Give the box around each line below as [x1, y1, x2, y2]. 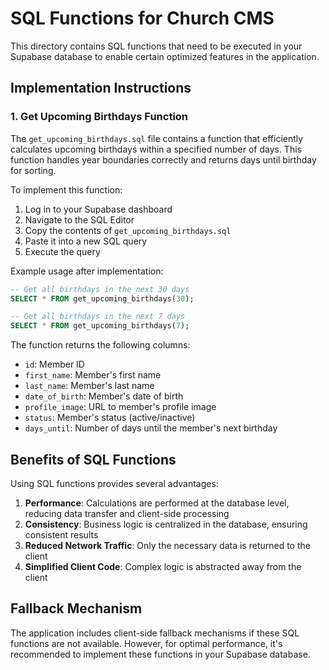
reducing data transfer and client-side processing [24, 507, 230, 519]
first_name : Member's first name [24, 369, 162, 381]
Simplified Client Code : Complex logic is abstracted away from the [24, 560, 302, 572]
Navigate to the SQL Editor [24, 213, 135, 226]
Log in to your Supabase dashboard [24, 203, 173, 215]
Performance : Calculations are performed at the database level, [24, 497, 290, 509]
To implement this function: [10, 183, 123, 196]
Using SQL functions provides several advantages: [10, 477, 219, 489]
